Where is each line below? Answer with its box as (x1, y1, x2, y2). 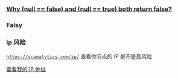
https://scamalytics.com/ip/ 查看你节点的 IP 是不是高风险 (6, 53, 152, 60)
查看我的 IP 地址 (6, 65, 46, 73)
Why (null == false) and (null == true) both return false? (6, 5, 172, 13)
